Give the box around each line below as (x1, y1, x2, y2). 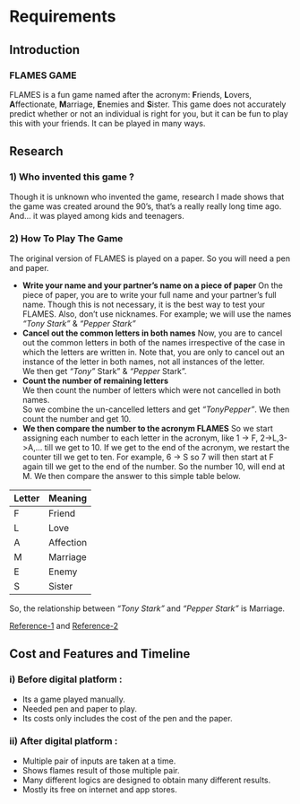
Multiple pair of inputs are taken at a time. (21, 756, 176, 766)
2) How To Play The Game (9, 232, 124, 245)
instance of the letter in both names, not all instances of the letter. (21, 356, 266, 367)
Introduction (9, 42, 81, 57)
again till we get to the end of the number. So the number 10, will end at (21, 460, 286, 472)
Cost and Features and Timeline (9, 646, 191, 661)
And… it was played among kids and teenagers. (9, 210, 185, 221)
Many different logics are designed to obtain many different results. (21, 774, 271, 785)
